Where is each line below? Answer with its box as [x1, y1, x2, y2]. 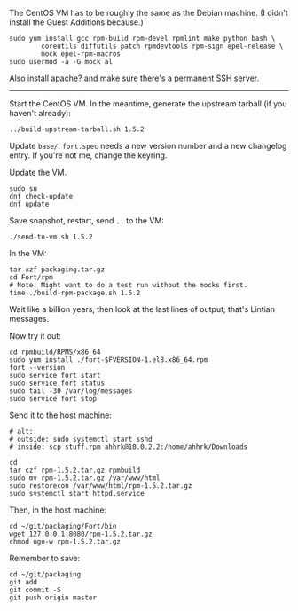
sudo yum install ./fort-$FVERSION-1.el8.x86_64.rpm [9, 356, 208, 364]
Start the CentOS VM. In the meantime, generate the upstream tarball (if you [9, 98, 287, 109]
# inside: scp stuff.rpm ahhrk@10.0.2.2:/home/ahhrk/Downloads [9, 443, 248, 451]
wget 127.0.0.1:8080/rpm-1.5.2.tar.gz [9, 529, 153, 538]
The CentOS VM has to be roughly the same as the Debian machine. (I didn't [9, 8, 288, 18]
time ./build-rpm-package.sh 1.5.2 [9, 288, 141, 297]
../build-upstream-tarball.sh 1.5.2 [9, 125, 145, 134]
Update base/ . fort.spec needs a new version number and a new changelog [9, 141, 287, 151]
